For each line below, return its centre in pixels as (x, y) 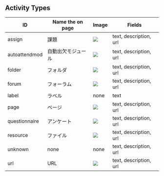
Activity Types (28, 8)
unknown (18, 149)
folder (14, 69)
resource (18, 135)
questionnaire (23, 121)
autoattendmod (25, 54)
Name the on (68, 22)
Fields (134, 25)
